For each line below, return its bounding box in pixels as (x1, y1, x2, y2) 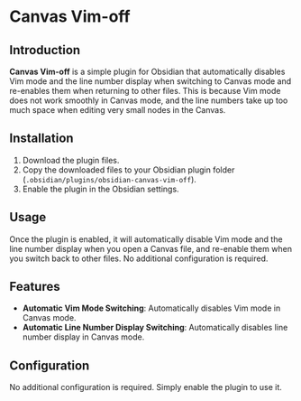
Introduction (9, 42, 81, 58)
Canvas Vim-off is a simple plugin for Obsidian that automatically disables (9, 66, 286, 77)
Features (9, 279, 60, 294)
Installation (9, 131, 74, 146)
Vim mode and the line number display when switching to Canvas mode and (9, 76, 292, 87)
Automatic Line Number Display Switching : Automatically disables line (22, 322, 288, 333)
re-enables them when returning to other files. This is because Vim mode (9, 86, 281, 96)
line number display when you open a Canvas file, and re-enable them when (9, 243, 293, 254)
